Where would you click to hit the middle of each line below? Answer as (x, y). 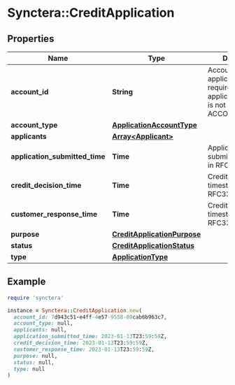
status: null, (34, 362)
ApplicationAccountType (154, 125)
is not (216, 105)
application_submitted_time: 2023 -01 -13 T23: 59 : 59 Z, (91, 337)
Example (27, 282)
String (122, 92)
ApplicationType (140, 257)
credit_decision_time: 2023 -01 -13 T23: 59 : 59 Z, (81, 343)
